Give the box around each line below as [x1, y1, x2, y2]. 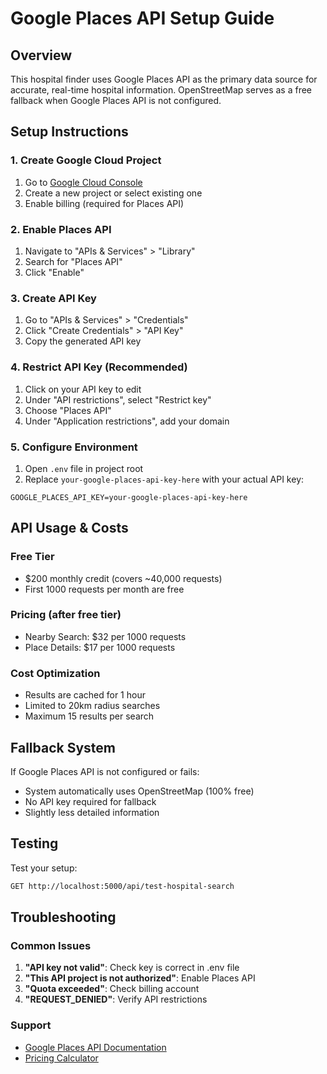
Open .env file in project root [24, 462, 144, 474]
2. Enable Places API [10, 222, 112, 236]
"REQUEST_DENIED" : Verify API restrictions [24, 993, 208, 1006]
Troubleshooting [10, 909, 117, 926]
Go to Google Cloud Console [24, 176, 143, 188]
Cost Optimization [10, 666, 101, 680]
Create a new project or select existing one [24, 187, 203, 199]
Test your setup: [10, 862, 78, 874]
